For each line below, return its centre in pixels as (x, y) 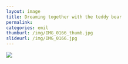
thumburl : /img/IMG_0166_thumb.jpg (50, 33)
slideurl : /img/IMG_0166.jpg (42, 38)
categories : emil (27, 28)
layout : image (23, 11)
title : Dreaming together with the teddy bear (64, 17)
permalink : (19, 22)
